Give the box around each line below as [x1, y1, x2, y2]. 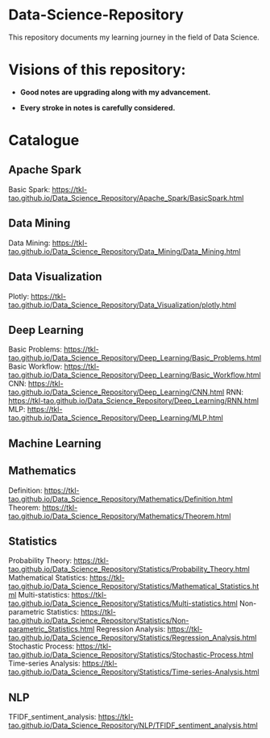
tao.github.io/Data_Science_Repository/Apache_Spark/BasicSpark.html [8, 193, 244, 202]
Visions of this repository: [8, 60, 186, 79]
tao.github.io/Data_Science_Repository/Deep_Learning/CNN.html [8, 387, 225, 397]
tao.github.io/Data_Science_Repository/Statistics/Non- [8, 615, 189, 626]
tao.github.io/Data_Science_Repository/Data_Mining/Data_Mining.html [8, 246, 241, 256]
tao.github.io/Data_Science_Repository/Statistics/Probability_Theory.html [8, 565, 250, 574]
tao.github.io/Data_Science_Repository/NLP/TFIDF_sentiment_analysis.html [8, 720, 258, 731]
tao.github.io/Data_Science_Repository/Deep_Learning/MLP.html [8, 413, 223, 423]
